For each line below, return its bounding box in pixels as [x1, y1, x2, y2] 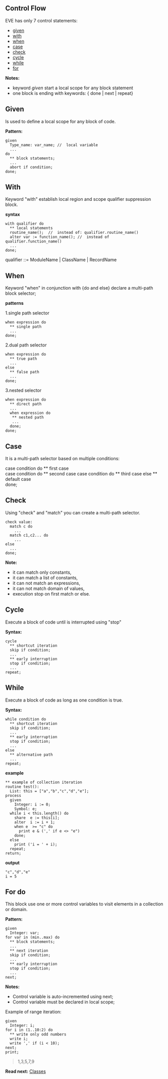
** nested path [12, 415, 44, 420]
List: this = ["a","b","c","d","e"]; [10, 788, 89, 793]
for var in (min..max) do [5, 935, 60, 940]
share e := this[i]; [14, 815, 60, 820]
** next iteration [10, 948, 49, 953]
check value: [5, 519, 33, 525]
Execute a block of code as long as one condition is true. [5, 697, 124, 703]
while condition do [5, 716, 46, 722]
